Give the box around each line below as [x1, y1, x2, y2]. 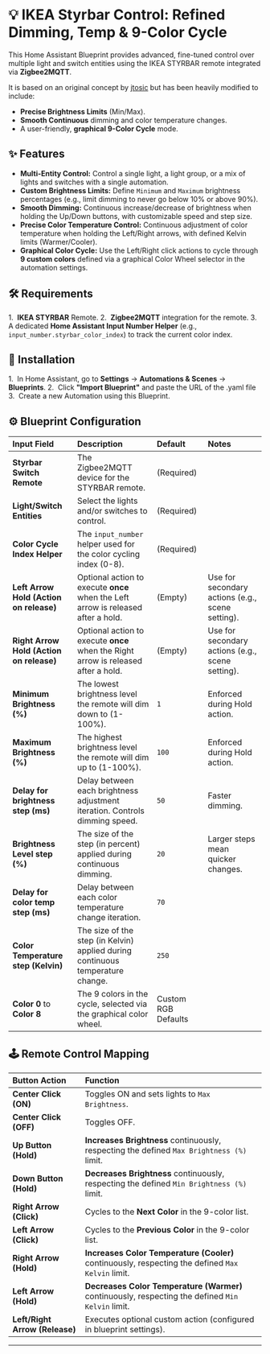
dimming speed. [77, 815, 138, 827]
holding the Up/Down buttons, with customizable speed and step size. [19, 211, 253, 221]
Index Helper [12, 549, 63, 560]
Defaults [156, 1013, 189, 1025]
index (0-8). [77, 559, 125, 570]
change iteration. [77, 912, 141, 923]
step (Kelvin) [12, 960, 63, 972]
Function [84, 1075, 120, 1086]
